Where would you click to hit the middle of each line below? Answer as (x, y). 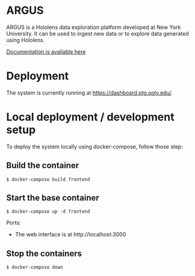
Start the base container (53, 198)
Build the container (43, 165)
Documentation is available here (46, 51)
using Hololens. (26, 40)
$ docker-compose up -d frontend (48, 212)
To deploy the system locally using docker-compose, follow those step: (95, 146)
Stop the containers (44, 253)
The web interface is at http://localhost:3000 (70, 234)
